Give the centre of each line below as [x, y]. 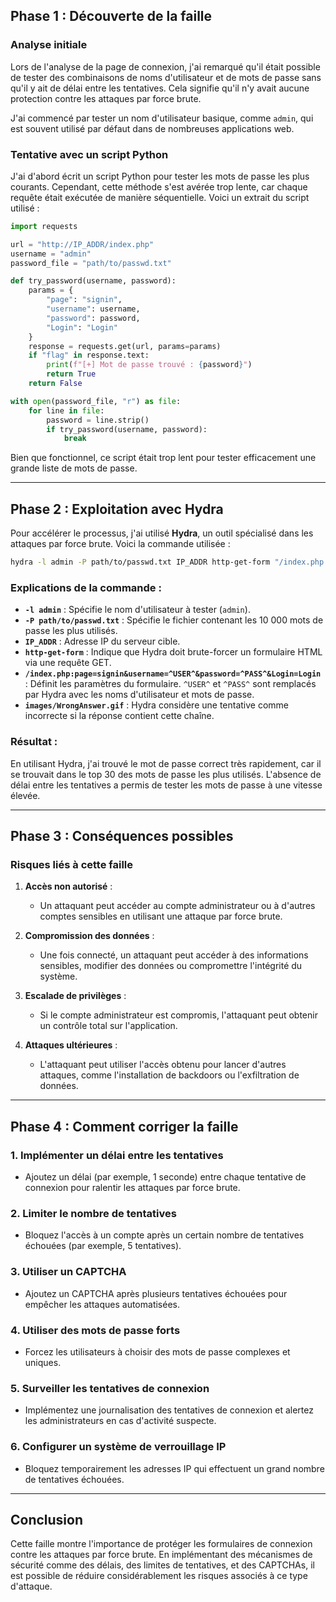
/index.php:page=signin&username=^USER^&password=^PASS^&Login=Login [173, 674]
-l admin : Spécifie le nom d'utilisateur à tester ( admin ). [137, 610]
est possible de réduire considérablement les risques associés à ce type [159, 1576]
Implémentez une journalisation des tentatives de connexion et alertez [169, 1410]
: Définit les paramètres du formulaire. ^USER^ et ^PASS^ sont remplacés [170, 684]
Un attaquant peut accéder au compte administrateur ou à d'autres [177, 906]
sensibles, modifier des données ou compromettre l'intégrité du [171, 966]
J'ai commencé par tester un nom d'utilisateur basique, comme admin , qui [162, 118]
